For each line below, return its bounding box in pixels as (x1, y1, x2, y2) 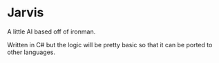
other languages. (7, 48, 56, 56)
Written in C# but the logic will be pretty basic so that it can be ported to (7, 40, 213, 49)
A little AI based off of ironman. (7, 27, 96, 36)
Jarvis (7, 5, 44, 21)
